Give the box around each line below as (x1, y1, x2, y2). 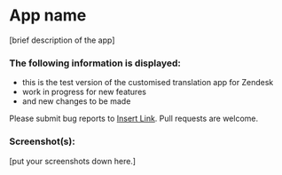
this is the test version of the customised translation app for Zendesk (21, 77, 274, 88)
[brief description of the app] (9, 35, 115, 45)
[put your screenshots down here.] (9, 155, 136, 166)
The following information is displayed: (9, 57, 182, 69)
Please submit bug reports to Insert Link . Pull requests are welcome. (9, 113, 259, 124)
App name (9, 5, 87, 26)
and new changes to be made (21, 96, 131, 107)
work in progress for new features (21, 86, 146, 98)
